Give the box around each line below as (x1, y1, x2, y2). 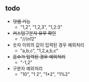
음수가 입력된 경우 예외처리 (12, 53, 66, 60)
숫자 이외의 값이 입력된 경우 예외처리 (12, 42, 84, 48)
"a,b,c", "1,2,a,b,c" (20, 47, 59, 53)
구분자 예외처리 (12, 65, 43, 71)
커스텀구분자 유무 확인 (12, 30, 57, 36)
